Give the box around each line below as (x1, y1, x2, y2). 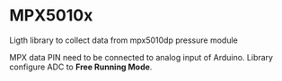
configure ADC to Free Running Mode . (9, 61, 153, 72)
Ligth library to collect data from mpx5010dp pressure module (9, 35, 238, 45)
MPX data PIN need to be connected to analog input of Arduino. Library (9, 52, 274, 62)
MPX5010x (9, 5, 93, 26)
